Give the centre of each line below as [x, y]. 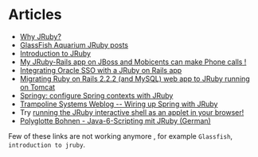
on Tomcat [37, 87]
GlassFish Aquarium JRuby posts [74, 44]
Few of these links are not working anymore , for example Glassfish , [121, 136]
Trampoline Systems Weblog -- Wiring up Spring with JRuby [119, 104]
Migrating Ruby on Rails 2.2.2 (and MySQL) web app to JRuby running [135, 78]
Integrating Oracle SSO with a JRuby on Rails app [101, 70]
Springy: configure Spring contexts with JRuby [96, 95]
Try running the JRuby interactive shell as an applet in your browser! [132, 112]
